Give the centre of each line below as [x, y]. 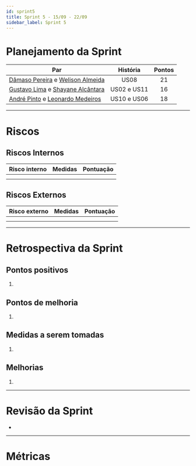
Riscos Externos [36, 195]
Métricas [28, 456]
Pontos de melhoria [42, 302]
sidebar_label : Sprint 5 [36, 22]
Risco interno [28, 169]
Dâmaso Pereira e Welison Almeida [57, 80]
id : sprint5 [20, 11]
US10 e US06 [129, 99]
